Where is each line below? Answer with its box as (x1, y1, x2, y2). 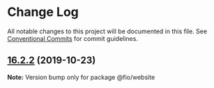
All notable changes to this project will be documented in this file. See (7, 27, 208, 35)
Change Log (7, 4, 79, 20)
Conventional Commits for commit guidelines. (7, 34, 138, 42)
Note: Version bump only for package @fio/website (7, 73, 155, 81)
